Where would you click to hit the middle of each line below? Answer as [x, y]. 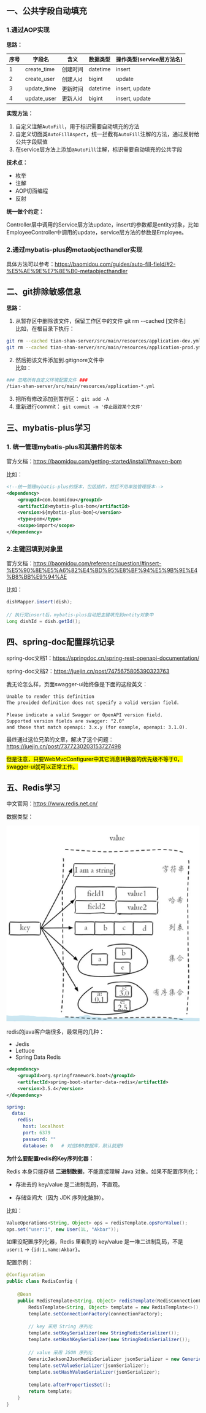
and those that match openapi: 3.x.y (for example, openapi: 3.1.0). [97, 727]
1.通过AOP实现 [28, 30]
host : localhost [43, 1126]
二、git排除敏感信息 [44, 292]
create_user [40, 79]
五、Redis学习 [33, 788]
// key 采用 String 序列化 [61, 1327]
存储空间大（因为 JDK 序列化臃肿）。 [61, 1197]
